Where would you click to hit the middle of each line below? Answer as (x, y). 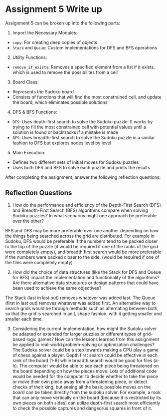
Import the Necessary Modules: (45, 32)
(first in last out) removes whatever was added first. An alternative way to (81, 303)
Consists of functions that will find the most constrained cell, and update (87, 97)
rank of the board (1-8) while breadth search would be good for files (82, 360)
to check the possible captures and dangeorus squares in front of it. (82, 408)
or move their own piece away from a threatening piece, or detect (80, 382)
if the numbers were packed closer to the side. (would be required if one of (82, 257)
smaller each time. (24, 319)
